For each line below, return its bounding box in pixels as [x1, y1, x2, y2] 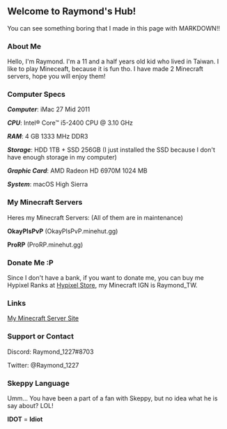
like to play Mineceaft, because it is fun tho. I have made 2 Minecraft [7, 65, 203, 73]
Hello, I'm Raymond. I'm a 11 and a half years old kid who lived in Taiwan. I [7, 57, 219, 65]
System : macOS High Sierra [7, 180, 88, 189]
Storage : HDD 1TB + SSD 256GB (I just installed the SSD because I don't [7, 146, 216, 154]
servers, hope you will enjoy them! [7, 72, 106, 81]
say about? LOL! [7, 401, 54, 409]
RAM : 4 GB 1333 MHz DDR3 [7, 132, 88, 141]
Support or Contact [7, 331, 75, 341]
